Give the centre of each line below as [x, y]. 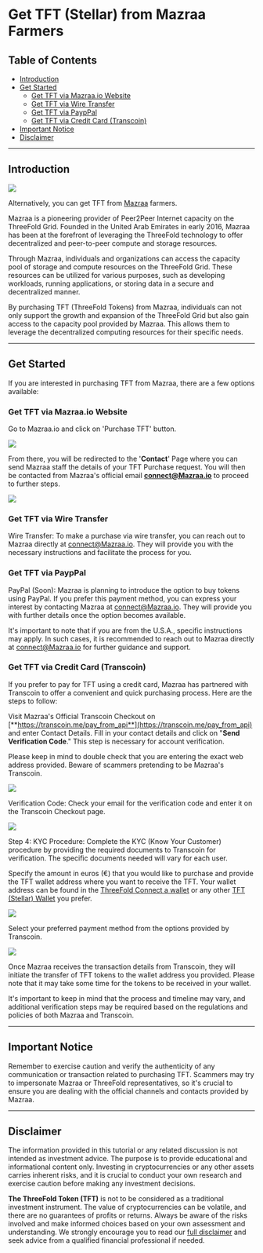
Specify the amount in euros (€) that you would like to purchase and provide [131, 873]
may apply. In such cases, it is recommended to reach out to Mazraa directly [131, 638]
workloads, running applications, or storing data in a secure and [111, 283]
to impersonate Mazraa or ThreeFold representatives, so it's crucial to [121, 1083]
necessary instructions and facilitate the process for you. [100, 553]
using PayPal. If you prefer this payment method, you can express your [122, 598]
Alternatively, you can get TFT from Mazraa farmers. [93, 203]
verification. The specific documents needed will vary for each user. [118, 858]
